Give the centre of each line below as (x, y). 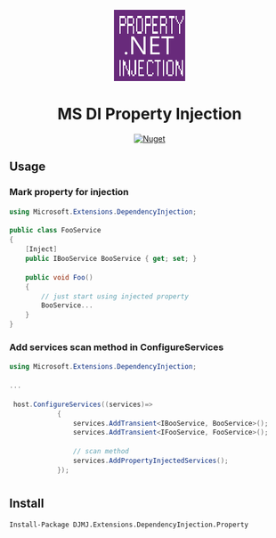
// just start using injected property (115, 296)
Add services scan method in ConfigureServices (117, 346)
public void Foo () (59, 277)
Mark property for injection (69, 192)
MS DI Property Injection (150, 114)
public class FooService (55, 231)
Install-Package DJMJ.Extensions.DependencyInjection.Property (129, 525)
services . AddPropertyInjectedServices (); (150, 461)
